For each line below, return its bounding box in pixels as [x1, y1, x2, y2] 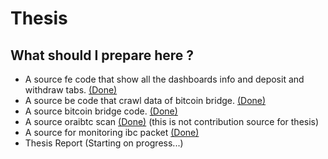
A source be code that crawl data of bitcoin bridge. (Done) [24, 95, 267, 106]
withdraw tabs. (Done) [24, 84, 118, 96]
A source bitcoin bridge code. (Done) [24, 105, 178, 117]
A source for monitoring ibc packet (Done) [24, 127, 200, 138]
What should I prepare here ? [10, 47, 195, 64]
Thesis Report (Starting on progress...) [24, 137, 184, 149]
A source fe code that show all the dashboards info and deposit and [24, 73, 305, 85]
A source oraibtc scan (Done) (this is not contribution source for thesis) [24, 116, 320, 127]
